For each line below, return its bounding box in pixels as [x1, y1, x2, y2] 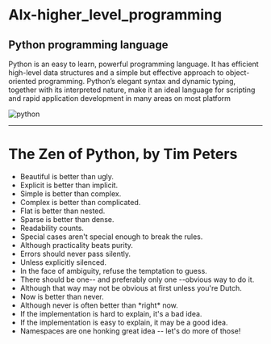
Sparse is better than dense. [19, 214, 115, 224]
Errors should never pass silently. [19, 249, 131, 258]
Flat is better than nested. [19, 206, 106, 216]
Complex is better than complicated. [19, 197, 141, 207]
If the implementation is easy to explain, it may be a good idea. [19, 317, 228, 327]
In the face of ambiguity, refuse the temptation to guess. [19, 266, 207, 275]
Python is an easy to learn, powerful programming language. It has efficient [8, 59, 260, 69]
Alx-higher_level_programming [8, 6, 223, 24]
